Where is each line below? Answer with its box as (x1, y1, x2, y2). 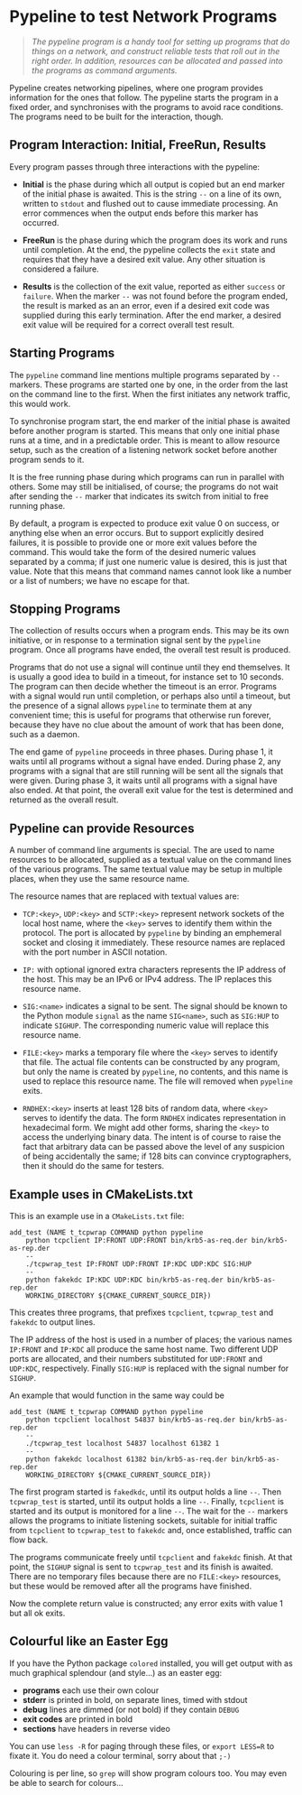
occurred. (22, 217, 59, 227)
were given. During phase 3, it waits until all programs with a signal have (9, 775, 278, 786)
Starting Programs (9, 346, 115, 361)
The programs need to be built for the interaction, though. (9, 111, 224, 122)
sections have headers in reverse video (22, 1723, 171, 1734)
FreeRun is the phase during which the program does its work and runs (22, 235, 288, 245)
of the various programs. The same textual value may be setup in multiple (9, 864, 283, 874)
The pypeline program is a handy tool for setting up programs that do (31, 36, 290, 47)
